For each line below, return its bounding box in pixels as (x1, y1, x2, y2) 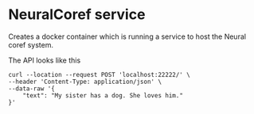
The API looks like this (8, 55, 81, 65)
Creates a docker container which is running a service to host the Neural (8, 32, 247, 41)
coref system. (8, 40, 54, 49)
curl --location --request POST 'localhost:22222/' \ (8, 70, 191, 78)
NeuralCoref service (8, 6, 146, 24)
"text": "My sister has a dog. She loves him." (22, 91, 183, 100)
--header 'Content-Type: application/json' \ (8, 78, 162, 85)
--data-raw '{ (8, 85, 56, 93)
